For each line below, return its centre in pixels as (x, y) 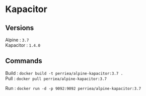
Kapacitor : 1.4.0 (23, 45)
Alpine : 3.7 (17, 40)
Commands (24, 61)
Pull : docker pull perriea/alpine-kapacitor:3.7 (56, 78)
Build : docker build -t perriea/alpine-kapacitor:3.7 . (64, 73)
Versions (20, 28)
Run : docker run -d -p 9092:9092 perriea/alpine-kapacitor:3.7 (73, 88)
